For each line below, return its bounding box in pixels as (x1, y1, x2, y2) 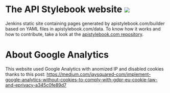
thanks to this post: (5, 71, 46, 77)
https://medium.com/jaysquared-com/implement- (46, 71, 151, 77)
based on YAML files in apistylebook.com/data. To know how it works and (5, 25, 161, 32)
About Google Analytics (5, 49, 109, 60)
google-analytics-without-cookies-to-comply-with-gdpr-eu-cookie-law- (5, 76, 158, 82)
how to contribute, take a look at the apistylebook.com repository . (5, 31, 144, 37)
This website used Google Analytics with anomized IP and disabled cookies (5, 66, 164, 72)
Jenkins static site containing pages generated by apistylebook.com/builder (5, 20, 165, 26)
